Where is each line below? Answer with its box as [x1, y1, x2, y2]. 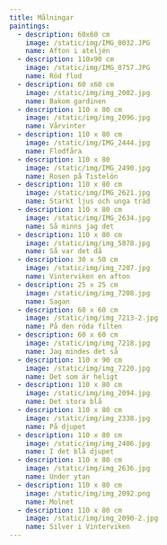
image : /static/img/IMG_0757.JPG [25, 64, 151, 73]
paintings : [9, 22, 50, 31]
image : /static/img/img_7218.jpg [25, 338, 151, 347]
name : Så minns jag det [25, 222, 115, 231]
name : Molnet [25, 497, 75, 506]
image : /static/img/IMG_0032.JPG [25, 38, 151, 48]
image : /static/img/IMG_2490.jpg [25, 163, 151, 172]
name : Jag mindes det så [25, 347, 119, 356]
